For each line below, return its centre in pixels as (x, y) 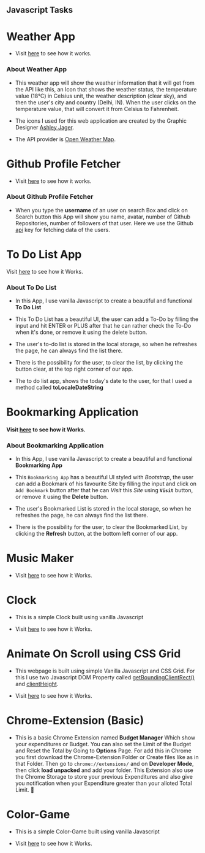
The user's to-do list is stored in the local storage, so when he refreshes (106, 344)
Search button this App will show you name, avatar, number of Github (103, 217)
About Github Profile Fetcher (50, 197)
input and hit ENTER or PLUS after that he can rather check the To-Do (103, 326)
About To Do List (32, 287)
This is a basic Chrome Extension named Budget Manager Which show (105, 737)
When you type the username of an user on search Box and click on (101, 210)
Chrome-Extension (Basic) (75, 721)
